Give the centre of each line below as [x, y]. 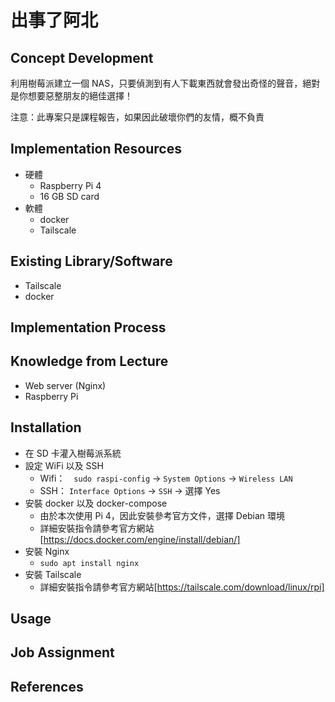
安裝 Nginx [47, 551]
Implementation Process [88, 327]
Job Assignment [62, 652]
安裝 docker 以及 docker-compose [96, 503]
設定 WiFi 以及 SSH [64, 465]
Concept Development [82, 57]
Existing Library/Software [91, 261]
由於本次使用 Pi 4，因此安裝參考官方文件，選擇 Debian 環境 [162, 515]
